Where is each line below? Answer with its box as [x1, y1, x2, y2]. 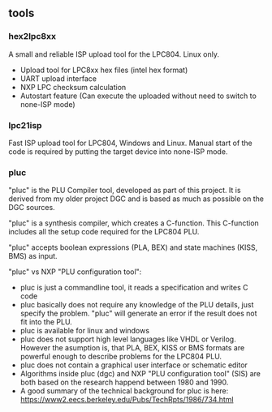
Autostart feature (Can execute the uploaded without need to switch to [19, 91, 257, 101]
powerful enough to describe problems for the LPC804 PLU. [19, 352, 222, 362]
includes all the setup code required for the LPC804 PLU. [8, 227, 200, 237]
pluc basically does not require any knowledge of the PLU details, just [19, 300, 254, 310]
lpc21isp [8, 119, 42, 131]
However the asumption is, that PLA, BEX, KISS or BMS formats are [19, 343, 245, 353]
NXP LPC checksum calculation [19, 82, 127, 92]
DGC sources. [8, 203, 55, 212]
